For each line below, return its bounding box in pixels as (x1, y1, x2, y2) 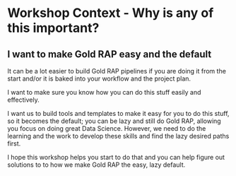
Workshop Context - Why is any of (7, 5, 214, 21)
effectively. (7, 95, 40, 104)
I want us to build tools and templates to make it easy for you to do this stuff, (7, 110, 230, 117)
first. (7, 139, 21, 148)
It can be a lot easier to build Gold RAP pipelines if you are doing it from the (7, 67, 226, 75)
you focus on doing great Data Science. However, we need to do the (7, 124, 206, 132)
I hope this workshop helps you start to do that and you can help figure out (7, 153, 225, 161)
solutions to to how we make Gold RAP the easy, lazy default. (7, 160, 186, 169)
